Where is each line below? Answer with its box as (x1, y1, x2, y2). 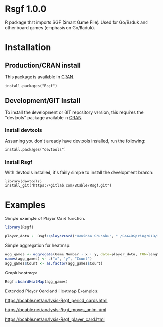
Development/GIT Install (5, 96, 81, 105)
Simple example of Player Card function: (5, 216, 86, 221)
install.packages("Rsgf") (5, 83, 57, 88)
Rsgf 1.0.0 (5, 3, 47, 15)
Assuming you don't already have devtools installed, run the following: (5, 138, 146, 144)
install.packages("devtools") (5, 147, 66, 152)
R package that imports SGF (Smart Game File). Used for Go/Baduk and (5, 19, 148, 25)
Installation (5, 42, 51, 53)
